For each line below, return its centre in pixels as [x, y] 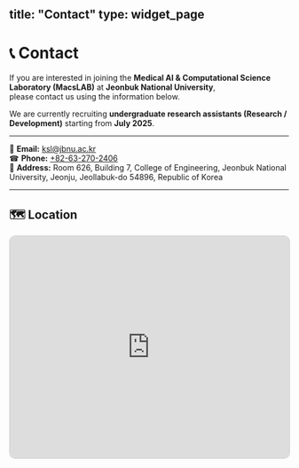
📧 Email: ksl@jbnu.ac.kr [53, 149]
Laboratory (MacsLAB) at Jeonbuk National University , [112, 87]
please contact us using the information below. [94, 97]
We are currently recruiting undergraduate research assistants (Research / [148, 114]
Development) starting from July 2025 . [82, 123]
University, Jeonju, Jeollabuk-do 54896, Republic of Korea [116, 178]
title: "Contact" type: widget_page [107, 15]
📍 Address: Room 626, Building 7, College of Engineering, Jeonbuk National [148, 168]
